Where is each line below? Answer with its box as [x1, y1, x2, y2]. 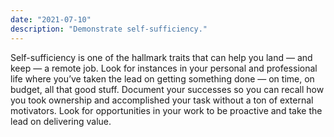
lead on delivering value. [10, 115, 112, 127]
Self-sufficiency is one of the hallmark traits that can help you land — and [10, 51, 313, 63]
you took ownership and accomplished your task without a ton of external [10, 94, 314, 106]
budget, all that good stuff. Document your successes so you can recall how [10, 83, 325, 95]
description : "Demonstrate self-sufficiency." [10, 24, 208, 34]
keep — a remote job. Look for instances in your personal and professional [10, 62, 318, 74]
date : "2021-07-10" [10, 14, 92, 25]
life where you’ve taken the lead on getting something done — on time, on [10, 72, 315, 85]
